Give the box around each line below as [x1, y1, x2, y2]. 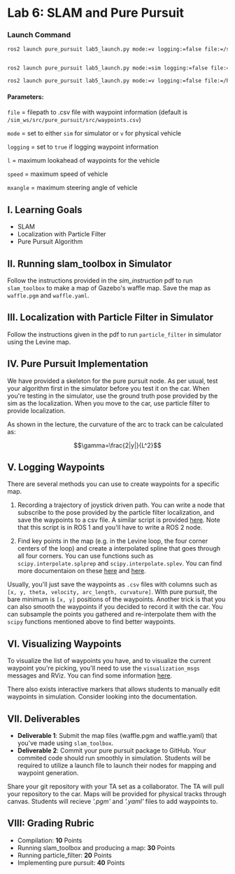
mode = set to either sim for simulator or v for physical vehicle [7, 129, 182, 137]
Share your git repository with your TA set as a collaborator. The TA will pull [7, 782, 225, 791]
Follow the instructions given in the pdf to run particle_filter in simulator [7, 330, 222, 338]
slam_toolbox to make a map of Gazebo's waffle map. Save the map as [7, 283, 211, 292]
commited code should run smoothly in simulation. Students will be [17, 754, 211, 762]
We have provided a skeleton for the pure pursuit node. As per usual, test [7, 377, 218, 385]
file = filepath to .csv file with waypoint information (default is [7, 108, 187, 116]
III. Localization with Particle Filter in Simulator [7, 311, 213, 323]
